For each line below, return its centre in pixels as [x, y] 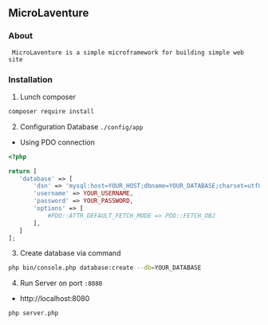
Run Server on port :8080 [61, 283]
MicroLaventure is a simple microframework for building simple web [128, 52]
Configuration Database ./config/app [81, 126]
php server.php [33, 313]
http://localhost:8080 [55, 299]
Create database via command [70, 253]
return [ [23, 171]
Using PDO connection [57, 142]
